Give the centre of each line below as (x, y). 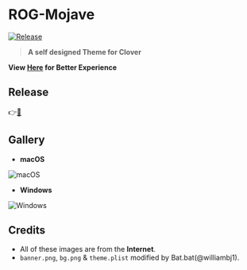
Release (29, 93)
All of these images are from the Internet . (88, 249)
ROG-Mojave (52, 15)
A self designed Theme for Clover (84, 52)
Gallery (27, 140)
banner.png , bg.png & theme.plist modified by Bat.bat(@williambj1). (129, 258)
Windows (36, 190)
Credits (27, 230)
